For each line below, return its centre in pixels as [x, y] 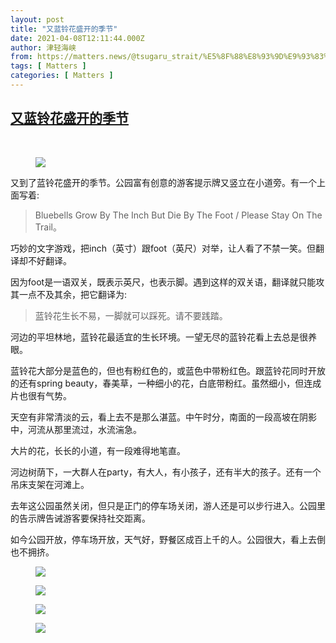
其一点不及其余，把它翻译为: [69, 294]
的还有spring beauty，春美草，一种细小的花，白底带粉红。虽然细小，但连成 [166, 383]
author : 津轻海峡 [43, 47]
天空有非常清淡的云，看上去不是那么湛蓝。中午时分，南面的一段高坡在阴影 [163, 417]
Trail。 [48, 227]
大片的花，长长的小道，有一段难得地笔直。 [98, 450]
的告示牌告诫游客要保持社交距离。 [80, 518]
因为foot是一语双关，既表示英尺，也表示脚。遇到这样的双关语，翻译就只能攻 [167, 282]
